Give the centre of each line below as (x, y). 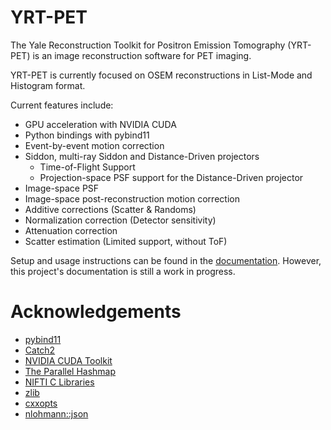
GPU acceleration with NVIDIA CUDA (100, 124)
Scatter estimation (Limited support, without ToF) (126, 241)
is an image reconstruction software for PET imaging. (142, 55)
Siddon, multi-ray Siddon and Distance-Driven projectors (142, 156)
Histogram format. (48, 85)
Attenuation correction (71, 230)
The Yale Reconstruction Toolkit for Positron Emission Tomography (148, 45)
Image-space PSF (62, 188)
